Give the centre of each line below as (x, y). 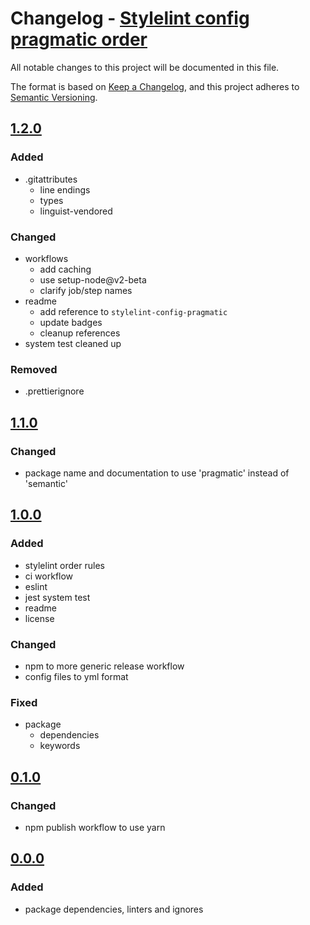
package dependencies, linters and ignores (114, 909)
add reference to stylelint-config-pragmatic (133, 311)
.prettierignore (54, 391)
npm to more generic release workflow (104, 666)
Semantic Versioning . (54, 97)
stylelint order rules (64, 565)
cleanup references (80, 333)
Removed (34, 369)
